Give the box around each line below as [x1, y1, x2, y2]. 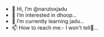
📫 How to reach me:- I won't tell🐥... [11, 24, 99, 31]
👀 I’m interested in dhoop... [11, 12, 78, 18]
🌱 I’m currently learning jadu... [11, 18, 85, 24]
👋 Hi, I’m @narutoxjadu [11, 6, 68, 12]
